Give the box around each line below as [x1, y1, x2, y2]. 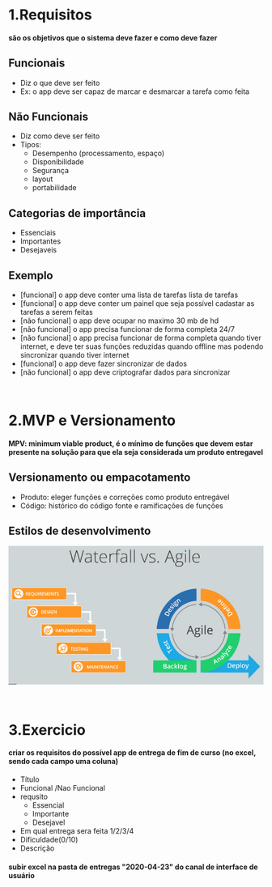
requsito [19, 792, 49, 801]
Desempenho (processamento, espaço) [32, 148, 165, 159]
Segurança [32, 166, 70, 176]
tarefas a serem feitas [19, 308, 93, 317]
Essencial [32, 800, 65, 810]
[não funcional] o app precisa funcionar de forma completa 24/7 [19, 325, 235, 334]
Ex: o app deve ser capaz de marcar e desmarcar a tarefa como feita [19, 87, 249, 96]
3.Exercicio [8, 720, 87, 739]
